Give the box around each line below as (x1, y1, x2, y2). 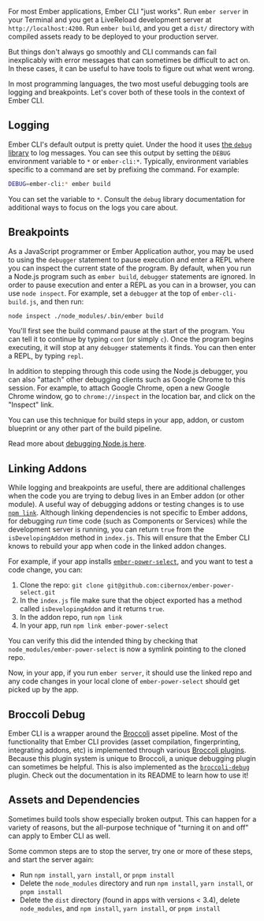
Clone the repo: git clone (19, 580, 104, 590)
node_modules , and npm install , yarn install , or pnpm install (19, 903, 221, 913)
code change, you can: (8, 565, 83, 575)
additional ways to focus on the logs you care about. (8, 203, 179, 212)
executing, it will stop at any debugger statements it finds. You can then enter (8, 343, 256, 352)
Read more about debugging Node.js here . (8, 439, 147, 449)
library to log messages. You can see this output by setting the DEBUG (8, 147, 231, 157)
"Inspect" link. (8, 400, 54, 409)
